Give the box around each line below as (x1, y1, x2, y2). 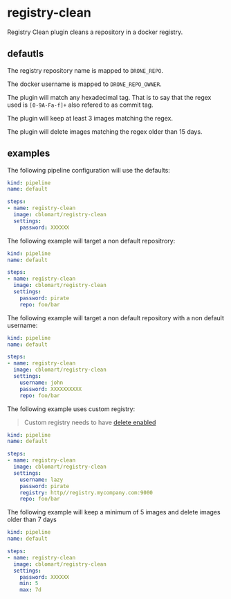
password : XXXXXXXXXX (19, 385, 82, 392)
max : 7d (19, 587, 41, 593)
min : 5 (19, 580, 39, 587)
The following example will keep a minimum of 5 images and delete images (7, 508, 221, 516)
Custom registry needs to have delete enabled (24, 418, 156, 426)
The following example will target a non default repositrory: (7, 236, 176, 245)
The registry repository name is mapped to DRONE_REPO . (7, 66, 164, 74)
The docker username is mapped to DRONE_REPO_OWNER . (7, 80, 162, 88)
